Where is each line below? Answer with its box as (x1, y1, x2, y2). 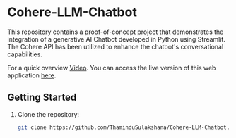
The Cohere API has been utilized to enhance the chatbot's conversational (7, 42, 224, 51)
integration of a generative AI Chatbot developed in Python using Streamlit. (7, 34, 226, 43)
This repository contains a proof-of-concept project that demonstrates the (7, 27, 224, 36)
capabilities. (7, 50, 42, 58)
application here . (7, 71, 57, 80)
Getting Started (7, 92, 77, 103)
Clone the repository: (17, 110, 80, 118)
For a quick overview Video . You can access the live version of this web (7, 63, 216, 72)
